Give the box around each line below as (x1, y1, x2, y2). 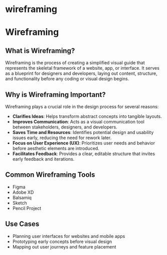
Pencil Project (12, 205, 42, 211)
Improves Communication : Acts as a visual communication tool (12, 119, 144, 124)
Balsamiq (12, 194, 32, 200)
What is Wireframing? (5, 46, 75, 55)
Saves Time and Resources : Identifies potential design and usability (12, 130, 154, 135)
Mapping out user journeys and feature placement (12, 243, 116, 249)
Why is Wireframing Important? (5, 90, 106, 99)
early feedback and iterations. (12, 156, 75, 162)
